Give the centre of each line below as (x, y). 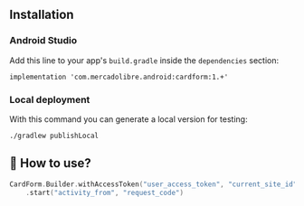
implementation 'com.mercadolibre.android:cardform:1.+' (119, 77)
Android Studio (43, 41)
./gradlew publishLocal (54, 136)
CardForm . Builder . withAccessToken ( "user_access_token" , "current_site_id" (153, 184)
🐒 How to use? (51, 163)
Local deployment (50, 99)
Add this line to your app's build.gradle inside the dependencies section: (144, 60)
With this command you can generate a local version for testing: (128, 119)
